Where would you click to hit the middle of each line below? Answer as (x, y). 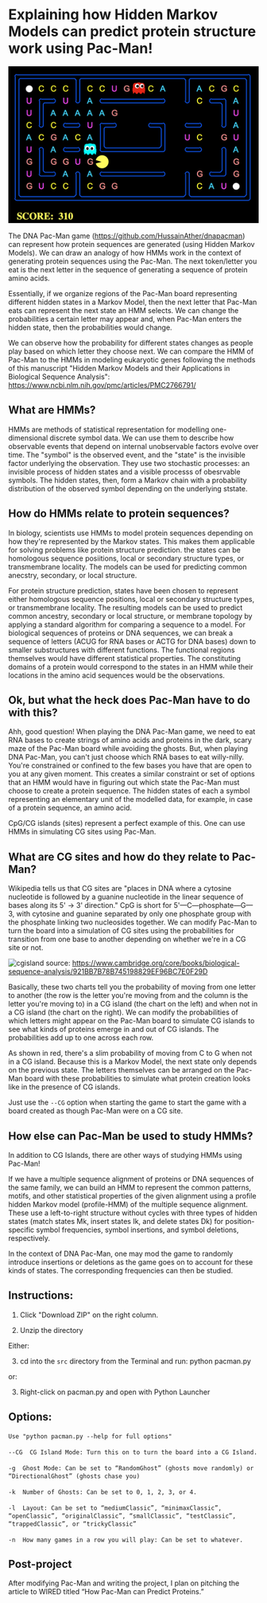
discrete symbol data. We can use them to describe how (142, 438)
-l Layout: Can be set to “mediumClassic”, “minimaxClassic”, (115, 1508)
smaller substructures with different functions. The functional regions (122, 650)
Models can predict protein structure (132, 31)
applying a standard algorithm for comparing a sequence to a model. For (127, 624)
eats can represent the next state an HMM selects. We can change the (124, 310)
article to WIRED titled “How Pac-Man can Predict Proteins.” (106, 1592)
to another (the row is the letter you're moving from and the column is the (128, 995)
